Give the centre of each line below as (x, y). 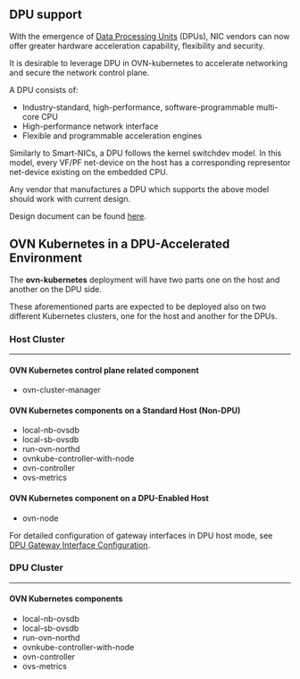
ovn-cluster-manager (61, 390)
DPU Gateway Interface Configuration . (80, 545)
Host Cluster (37, 339)
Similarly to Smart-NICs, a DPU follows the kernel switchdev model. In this (146, 153)
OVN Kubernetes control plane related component (104, 370)
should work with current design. (70, 198)
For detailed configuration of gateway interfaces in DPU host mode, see (141, 535)
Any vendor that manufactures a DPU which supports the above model (139, 189)
